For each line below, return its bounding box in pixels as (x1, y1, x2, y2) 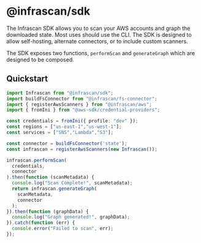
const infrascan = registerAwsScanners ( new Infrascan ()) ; (6, 146, 157, 152)
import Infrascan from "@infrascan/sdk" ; (6, 90, 114, 96)
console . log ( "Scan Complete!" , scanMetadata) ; (12, 180, 133, 186)
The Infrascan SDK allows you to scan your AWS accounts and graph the (6, 24, 191, 32)
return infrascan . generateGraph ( (12, 185, 97, 192)
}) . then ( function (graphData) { (6, 208, 89, 215)
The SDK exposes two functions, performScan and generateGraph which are (6, 49, 195, 56)
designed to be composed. (6, 56, 75, 63)
